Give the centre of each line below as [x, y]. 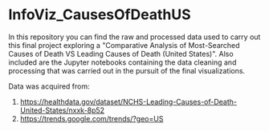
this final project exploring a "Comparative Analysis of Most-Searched [124, 45]
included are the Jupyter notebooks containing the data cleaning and [122, 62]
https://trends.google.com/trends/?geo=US [92, 118]
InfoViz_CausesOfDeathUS [100, 15]
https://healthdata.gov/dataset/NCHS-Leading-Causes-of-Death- [128, 101]
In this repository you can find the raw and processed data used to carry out [134, 37]
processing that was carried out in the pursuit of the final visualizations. [127, 70]
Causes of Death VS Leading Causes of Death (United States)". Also [121, 54]
